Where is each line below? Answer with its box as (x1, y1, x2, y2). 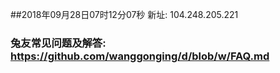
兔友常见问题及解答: (10, 36, 107, 50)
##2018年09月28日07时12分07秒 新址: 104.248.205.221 (10, 9, 239, 20)
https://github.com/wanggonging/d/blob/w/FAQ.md (10, 49, 270, 63)
